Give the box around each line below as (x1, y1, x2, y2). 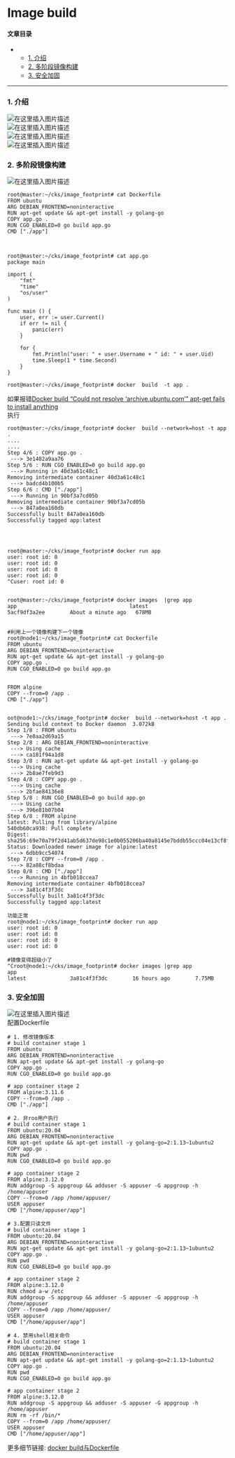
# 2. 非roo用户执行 (7, 1115, 59, 1122)
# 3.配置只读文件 (7, 1220, 51, 1228)
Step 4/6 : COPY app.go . (7, 449, 83, 457)
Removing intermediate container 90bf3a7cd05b (7, 498, 145, 506)
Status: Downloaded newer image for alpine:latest (7, 843, 158, 850)
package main (7, 258, 45, 266)
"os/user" (20, 289, 49, 296)
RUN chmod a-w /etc (7, 1288, 64, 1295)
